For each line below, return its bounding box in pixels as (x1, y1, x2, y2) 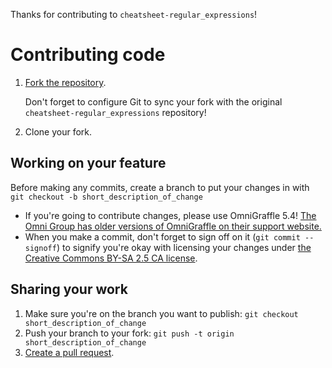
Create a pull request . (24, 346, 115, 358)
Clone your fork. (24, 125, 93, 138)
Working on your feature (10, 155, 167, 172)
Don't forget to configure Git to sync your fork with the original (24, 95, 283, 108)
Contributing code (10, 44, 166, 66)
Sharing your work (10, 281, 128, 298)
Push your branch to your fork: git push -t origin (24, 327, 235, 339)
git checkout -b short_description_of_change (10, 192, 203, 202)
